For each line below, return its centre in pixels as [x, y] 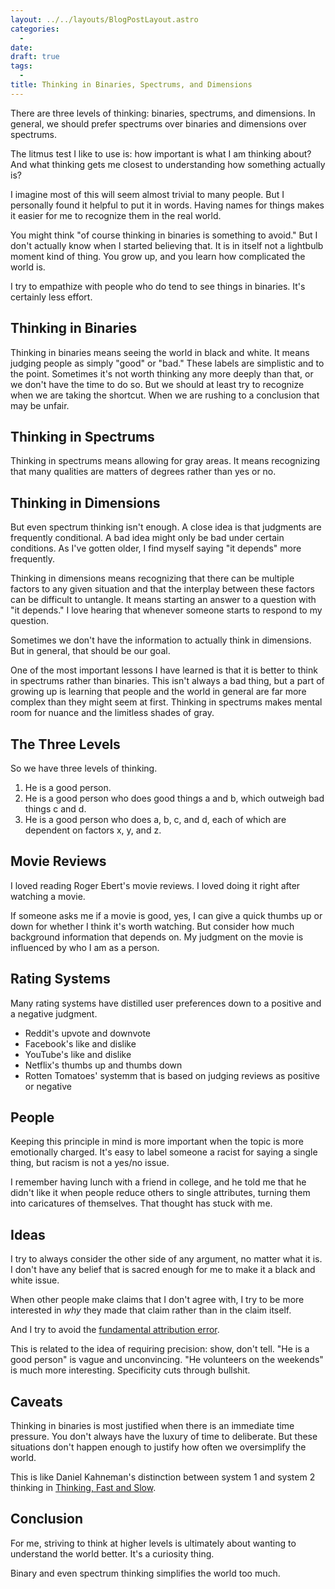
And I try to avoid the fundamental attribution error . [115, 1330]
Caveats [36, 1401]
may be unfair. [40, 405]
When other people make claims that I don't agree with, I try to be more [157, 1300]
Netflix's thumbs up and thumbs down [103, 1065]
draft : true [35, 57]
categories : [35, 29]
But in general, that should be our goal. [90, 651]
